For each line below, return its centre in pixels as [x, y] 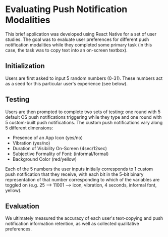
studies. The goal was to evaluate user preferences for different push [77, 39]
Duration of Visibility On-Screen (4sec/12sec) [60, 148]
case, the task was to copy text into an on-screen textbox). [66, 50]
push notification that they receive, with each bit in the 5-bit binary [74, 174]
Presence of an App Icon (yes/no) [48, 137]
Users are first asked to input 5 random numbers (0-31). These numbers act [84, 78]
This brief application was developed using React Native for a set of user [81, 34]
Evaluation [22, 206]
